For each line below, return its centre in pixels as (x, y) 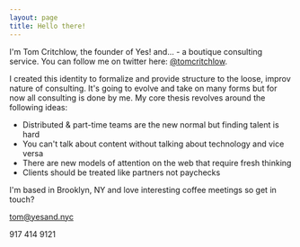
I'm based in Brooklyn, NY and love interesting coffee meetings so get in (143, 190)
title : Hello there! (48, 26)
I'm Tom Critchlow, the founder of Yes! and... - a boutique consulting (136, 51)
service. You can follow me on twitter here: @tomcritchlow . (118, 61)
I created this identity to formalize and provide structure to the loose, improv (150, 78)
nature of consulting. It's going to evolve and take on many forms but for (143, 88)
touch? (22, 199)
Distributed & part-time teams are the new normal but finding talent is (151, 124)
